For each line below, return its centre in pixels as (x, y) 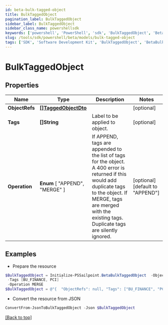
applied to (103, 122)
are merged (105, 205)
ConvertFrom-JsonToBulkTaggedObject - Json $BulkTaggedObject (70, 308)
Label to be (105, 116)
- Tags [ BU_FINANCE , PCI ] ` (35, 280)
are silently (105, 230)
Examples (21, 254)
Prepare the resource (34, 266)
